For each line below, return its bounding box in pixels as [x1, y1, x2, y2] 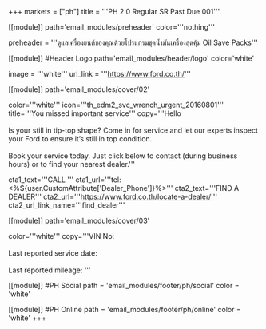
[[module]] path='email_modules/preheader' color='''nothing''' [8, 22, 216, 31]
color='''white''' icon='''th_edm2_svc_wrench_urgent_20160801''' [8, 100, 224, 109]
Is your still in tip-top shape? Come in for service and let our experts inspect [8, 125, 258, 135]
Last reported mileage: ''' [8, 265, 91, 275]
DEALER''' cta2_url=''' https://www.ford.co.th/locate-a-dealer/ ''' [8, 192, 218, 201]
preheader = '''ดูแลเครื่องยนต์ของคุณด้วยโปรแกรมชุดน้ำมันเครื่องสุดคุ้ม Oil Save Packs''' [8, 38, 258, 47]
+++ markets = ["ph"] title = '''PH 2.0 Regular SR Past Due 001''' [8, 7, 220, 16]
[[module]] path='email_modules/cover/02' [8, 85, 150, 94]
